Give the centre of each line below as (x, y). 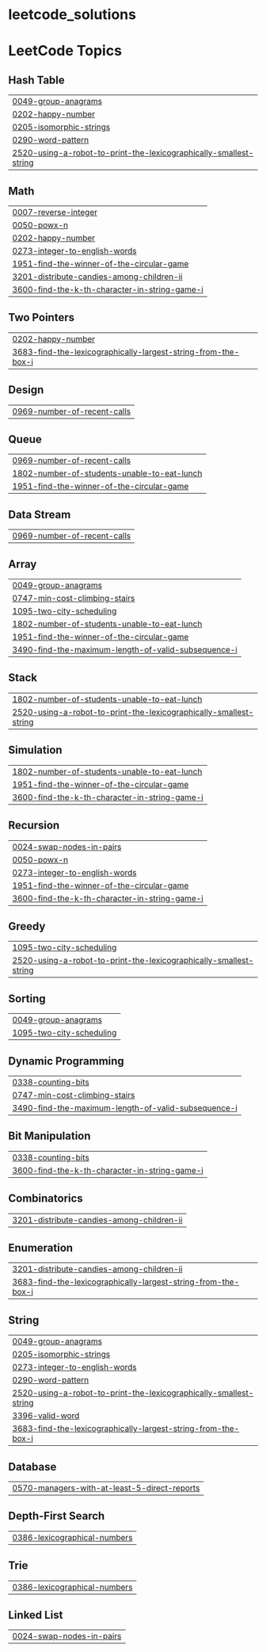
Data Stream (40, 514)
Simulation (35, 750)
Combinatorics (46, 1199)
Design (26, 390)
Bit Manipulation (49, 1136)
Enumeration (41, 1247)
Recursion (34, 826)
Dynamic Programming (66, 1061)
